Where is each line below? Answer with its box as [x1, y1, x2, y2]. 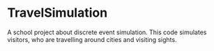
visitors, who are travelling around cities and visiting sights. [7, 35, 177, 43]
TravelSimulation [7, 5, 108, 21]
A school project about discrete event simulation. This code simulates [7, 28, 207, 36]
